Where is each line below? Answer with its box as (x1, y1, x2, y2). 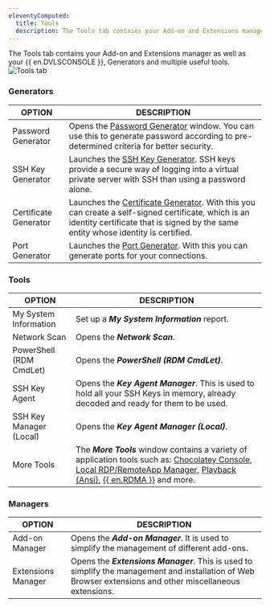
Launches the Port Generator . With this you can (68, 240, 247, 251)
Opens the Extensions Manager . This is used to (71, 556, 253, 567)
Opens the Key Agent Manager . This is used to (76, 377, 255, 388)
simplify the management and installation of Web (71, 566, 256, 577)
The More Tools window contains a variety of (76, 444, 247, 455)
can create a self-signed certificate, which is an (68, 207, 251, 218)
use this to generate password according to (68, 130, 233, 141)
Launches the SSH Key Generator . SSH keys (68, 154, 235, 165)
